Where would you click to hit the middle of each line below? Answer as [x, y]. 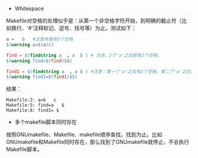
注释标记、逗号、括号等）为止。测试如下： [85, 28]
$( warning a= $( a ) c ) [30, 45]
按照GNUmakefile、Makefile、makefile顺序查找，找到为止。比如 [84, 134]
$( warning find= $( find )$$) [39, 61]
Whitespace [29, 9]
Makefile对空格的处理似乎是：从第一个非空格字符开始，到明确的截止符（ [94, 21]
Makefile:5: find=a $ [35, 106]
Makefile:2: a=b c [32, 100]
